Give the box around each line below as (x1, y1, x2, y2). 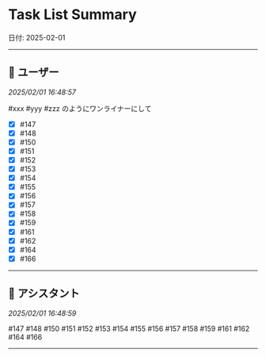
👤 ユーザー (8, 66, 59, 79)
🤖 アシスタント (8, 287, 80, 301)
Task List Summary (8, 6, 137, 24)
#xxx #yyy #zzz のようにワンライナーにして (8, 103, 152, 113)
